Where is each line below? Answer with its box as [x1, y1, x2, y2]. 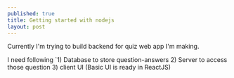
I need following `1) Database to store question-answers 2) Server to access [7, 56, 228, 64]
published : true [7, 10, 55, 17]
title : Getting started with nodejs [7, 17, 115, 24]
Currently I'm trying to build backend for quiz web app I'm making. [7, 42, 200, 51]
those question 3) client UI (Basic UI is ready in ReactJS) [7, 63, 171, 72]
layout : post [7, 23, 46, 30]
